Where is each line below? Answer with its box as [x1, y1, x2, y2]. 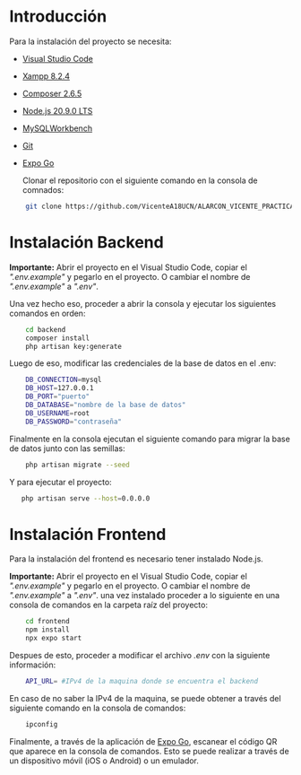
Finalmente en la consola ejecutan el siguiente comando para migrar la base [9, 433, 291, 444]
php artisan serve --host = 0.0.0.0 [21, 493, 150, 503]
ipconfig [25, 719, 58, 728]
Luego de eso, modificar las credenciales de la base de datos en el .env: [9, 358, 277, 369]
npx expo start [25, 634, 82, 643]
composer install [25, 334, 90, 343]
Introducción [9, 6, 107, 27]
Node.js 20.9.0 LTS [21, 105, 93, 116]
